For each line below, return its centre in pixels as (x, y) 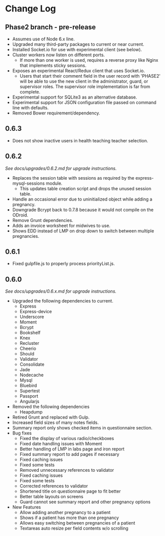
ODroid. (20, 215)
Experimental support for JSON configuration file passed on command (84, 102)
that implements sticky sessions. (53, 65)
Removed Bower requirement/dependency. (56, 113)
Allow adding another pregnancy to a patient (65, 513)
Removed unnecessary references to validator (67, 470)
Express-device (36, 312)
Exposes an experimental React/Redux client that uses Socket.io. (79, 71)
